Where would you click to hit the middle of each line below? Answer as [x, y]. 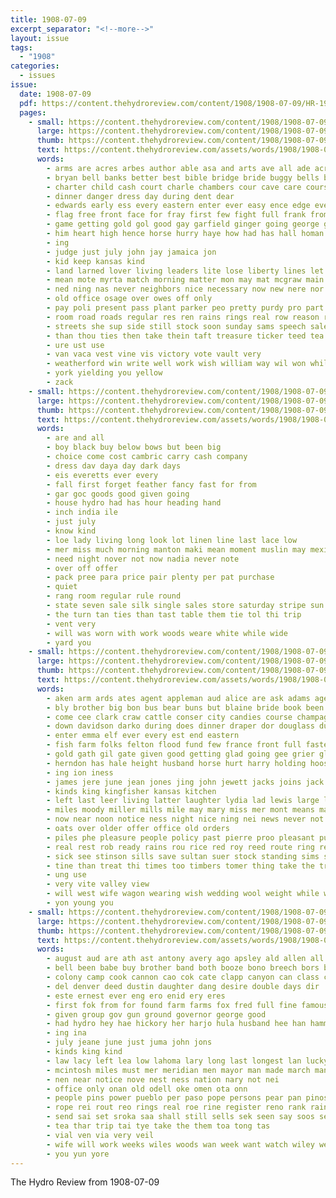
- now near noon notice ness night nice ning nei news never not [185, 819]
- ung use [66, 875]
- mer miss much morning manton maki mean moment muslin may [176, 549]
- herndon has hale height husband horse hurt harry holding [176, 763]
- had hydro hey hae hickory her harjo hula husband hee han [176, 1024]
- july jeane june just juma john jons [129, 1042]
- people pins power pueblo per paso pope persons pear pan [174, 1098]
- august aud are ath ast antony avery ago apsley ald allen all [185, 959]
